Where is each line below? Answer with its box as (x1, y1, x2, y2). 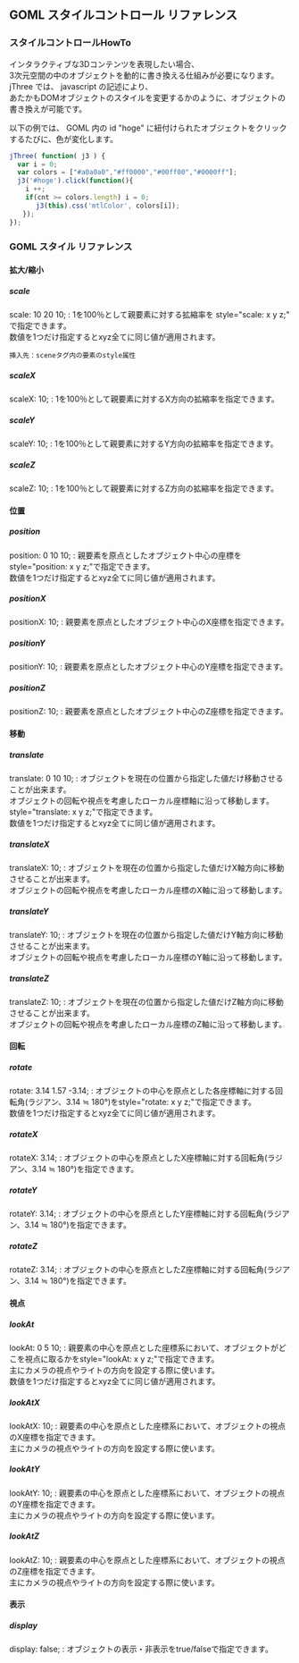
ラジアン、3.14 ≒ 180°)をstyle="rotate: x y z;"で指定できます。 (28, 1097, 257, 1108)
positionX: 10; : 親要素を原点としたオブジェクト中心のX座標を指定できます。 (9, 617, 289, 628)
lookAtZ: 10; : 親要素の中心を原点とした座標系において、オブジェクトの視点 (9, 1554, 286, 1566)
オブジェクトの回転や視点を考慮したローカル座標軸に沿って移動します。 (9, 795, 274, 806)
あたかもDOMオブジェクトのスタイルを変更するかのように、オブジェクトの (9, 92, 287, 103)
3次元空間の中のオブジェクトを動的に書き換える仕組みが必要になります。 (9, 70, 279, 80)
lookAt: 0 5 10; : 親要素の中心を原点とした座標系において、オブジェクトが (9, 1342, 279, 1353)
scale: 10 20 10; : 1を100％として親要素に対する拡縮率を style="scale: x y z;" (9, 309, 290, 320)
